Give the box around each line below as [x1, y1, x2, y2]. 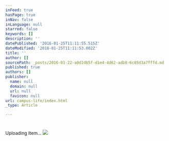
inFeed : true [5, 7, 33, 13]
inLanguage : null [5, 22, 43, 27]
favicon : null [10, 93, 40, 98]
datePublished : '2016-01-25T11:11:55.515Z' [5, 41, 100, 46]
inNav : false [5, 17, 33, 22]
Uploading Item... [5, 130, 42, 136]
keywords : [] [5, 31, 33, 36]
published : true [5, 65, 40, 70]
